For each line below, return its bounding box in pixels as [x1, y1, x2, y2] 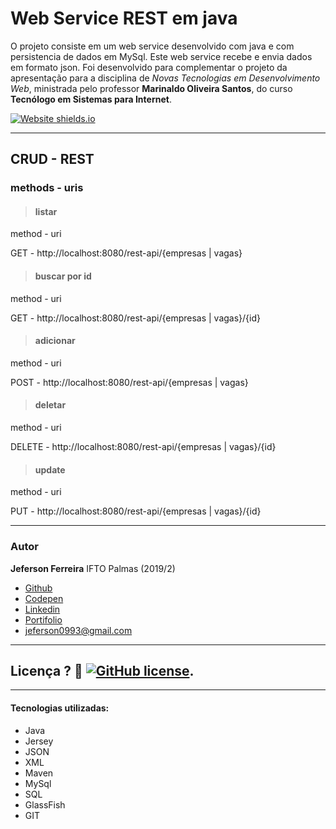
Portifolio [24, 613, 63, 626]
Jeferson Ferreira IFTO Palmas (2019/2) [10, 562, 176, 574]
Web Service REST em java [10, 7, 238, 30]
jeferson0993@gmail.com [24, 624, 133, 636]
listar [34, 205, 58, 217]
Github [24, 582, 53, 594]
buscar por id [34, 270, 92, 282]
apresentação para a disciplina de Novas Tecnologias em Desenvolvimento [10, 72, 321, 84]
